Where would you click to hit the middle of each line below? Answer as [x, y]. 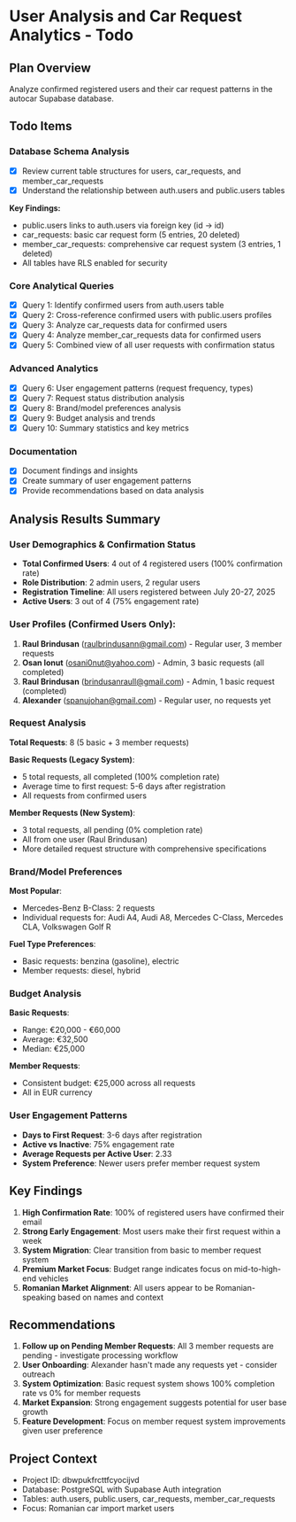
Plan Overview [50, 68]
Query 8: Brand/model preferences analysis [101, 408]
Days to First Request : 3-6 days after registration [112, 1135]
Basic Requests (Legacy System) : [72, 759]
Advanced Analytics [54, 369]
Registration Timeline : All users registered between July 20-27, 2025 [148, 592]
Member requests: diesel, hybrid [81, 971]
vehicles [53, 1278]
